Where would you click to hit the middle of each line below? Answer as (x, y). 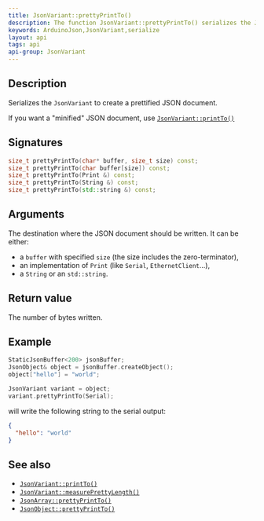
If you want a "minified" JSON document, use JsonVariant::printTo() (121, 118)
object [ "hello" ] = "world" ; (54, 375)
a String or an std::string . (64, 273)
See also (29, 464)
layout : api (27, 37)
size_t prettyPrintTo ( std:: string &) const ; (82, 190)
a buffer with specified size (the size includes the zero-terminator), (129, 257)
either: (18, 241)
